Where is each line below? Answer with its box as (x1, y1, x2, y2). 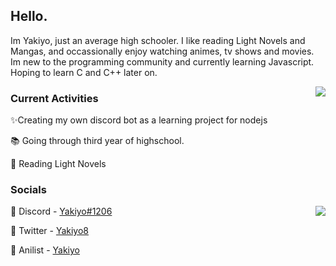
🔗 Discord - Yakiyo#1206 (10, 205, 113, 218)
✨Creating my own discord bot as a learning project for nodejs (10, 114, 268, 126)
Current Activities (10, 91, 99, 105)
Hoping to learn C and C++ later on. (10, 66, 158, 78)
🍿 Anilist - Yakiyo (10, 244, 80, 256)
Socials (10, 183, 47, 197)
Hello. (10, 8, 48, 25)
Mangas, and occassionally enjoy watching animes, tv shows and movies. (10, 45, 315, 57)
